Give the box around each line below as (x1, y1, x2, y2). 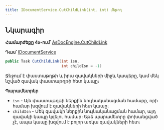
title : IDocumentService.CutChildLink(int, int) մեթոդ (5, 7, 122, 13)
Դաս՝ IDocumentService (5, 49, 57, 55)
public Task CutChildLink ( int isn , (5, 59, 80, 64)
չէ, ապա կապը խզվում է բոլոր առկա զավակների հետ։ (12, 119, 140, 125)
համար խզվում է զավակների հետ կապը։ (12, 103, 109, 109)
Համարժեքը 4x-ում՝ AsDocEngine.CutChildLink (5, 39, 108, 45)
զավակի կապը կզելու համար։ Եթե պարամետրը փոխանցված (12, 114, 158, 120)
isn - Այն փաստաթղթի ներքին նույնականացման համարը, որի (12, 98, 158, 104)
